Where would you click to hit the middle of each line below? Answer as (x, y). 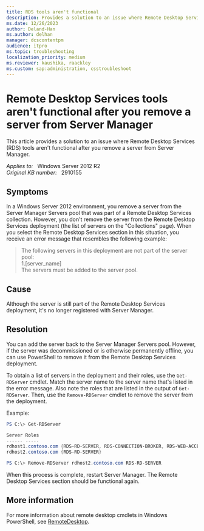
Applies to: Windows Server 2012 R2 (53, 166)
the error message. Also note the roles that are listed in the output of (92, 388)
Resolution (27, 329)
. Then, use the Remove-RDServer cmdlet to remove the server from (110, 395)
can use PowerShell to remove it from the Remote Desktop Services (91, 357)
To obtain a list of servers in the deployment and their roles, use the (91, 375)
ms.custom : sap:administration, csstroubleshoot (69, 69)
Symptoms (27, 192)
